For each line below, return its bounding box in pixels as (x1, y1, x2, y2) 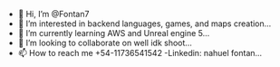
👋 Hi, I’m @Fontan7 (17, 9, 90, 19)
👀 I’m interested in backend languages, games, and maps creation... (17, 18, 272, 29)
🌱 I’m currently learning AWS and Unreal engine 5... (17, 28, 210, 38)
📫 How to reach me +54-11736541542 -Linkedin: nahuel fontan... (17, 48, 263, 58)
